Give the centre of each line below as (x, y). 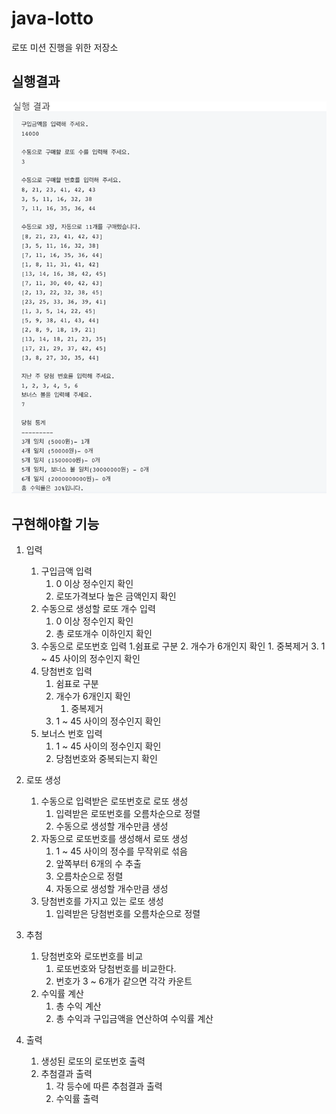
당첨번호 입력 (66, 671)
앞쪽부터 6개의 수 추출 (98, 864)
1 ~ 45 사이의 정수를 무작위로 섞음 (121, 851)
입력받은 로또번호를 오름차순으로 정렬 (128, 814)
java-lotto (52, 18)
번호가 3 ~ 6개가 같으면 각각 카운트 (124, 981)
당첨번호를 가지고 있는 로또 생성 (102, 901)
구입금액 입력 (66, 571)
